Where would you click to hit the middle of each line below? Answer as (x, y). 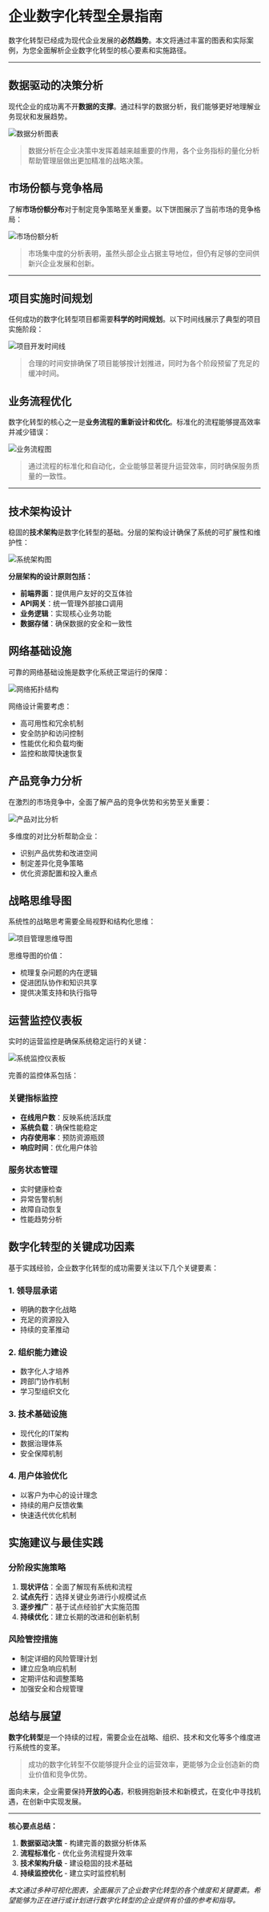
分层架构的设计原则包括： (50, 576)
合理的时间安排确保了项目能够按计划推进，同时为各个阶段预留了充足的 (144, 363)
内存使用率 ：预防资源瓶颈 (62, 1137)
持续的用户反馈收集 (52, 1504)
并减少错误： (29, 432)
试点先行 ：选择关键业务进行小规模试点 (83, 1597)
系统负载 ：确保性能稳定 (58, 1127)
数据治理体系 (41, 1443)
